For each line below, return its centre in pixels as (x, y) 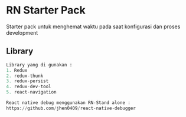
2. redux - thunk (25, 76)
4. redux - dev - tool (29, 87)
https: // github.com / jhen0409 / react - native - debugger (71, 108)
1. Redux (17, 70)
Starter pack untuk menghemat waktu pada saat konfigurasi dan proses (93, 26)
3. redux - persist (27, 81)
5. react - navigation (32, 92)
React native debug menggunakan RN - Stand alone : (68, 103)
